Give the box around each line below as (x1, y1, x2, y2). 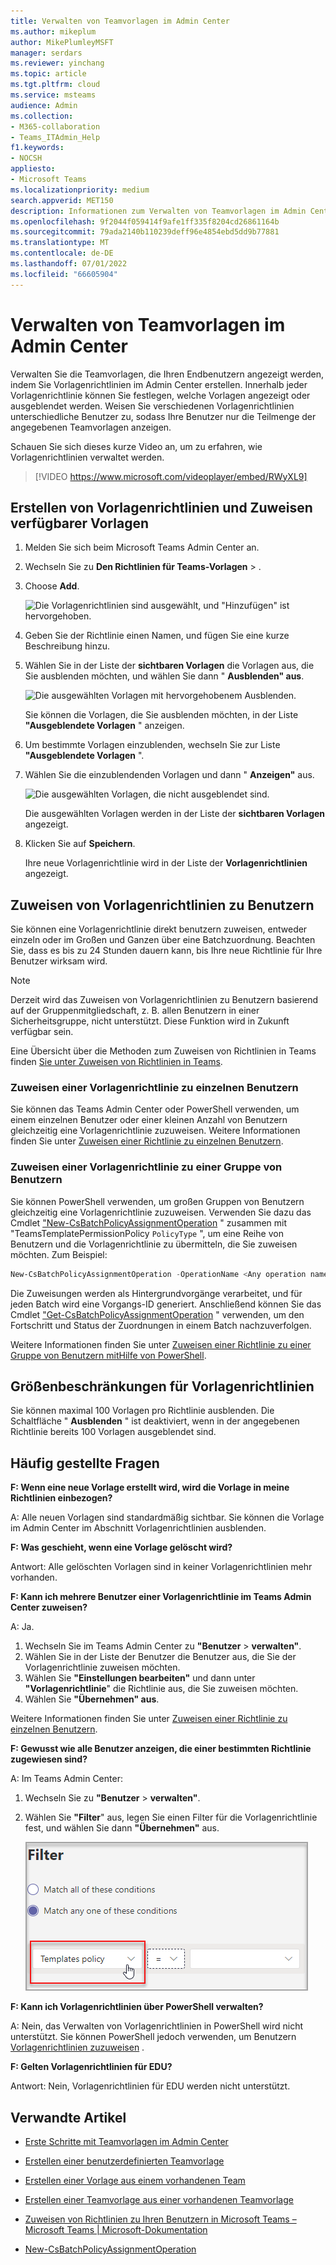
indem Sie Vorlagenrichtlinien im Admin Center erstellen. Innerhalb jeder (10, 378, 308, 390)
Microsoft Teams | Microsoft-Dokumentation (24, 2224, 208, 2236)
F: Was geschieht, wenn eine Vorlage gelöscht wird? (10, 1541, 233, 1554)
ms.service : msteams (10, 90, 97, 100)
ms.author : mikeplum (10, 26, 97, 37)
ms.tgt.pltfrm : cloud (10, 80, 101, 90)
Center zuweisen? (10, 1601, 88, 1614)
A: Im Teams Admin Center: (10, 1773, 123, 1785)
